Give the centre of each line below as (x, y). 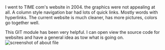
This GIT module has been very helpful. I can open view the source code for (82, 32)
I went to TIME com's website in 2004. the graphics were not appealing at (80, 7)
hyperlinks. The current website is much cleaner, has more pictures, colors (81, 17)
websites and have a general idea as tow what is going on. (65, 37)
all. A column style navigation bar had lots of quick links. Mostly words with (82, 12)
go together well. (22, 23)
